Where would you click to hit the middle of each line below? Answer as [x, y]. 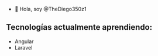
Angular [24, 41]
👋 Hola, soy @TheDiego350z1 [50, 9]
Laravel [23, 47]
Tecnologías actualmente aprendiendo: [79, 27]
